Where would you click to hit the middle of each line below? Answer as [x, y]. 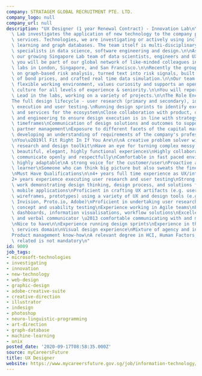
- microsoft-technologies [38, 258]
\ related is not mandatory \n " [51, 241]
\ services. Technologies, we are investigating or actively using [98, 40]
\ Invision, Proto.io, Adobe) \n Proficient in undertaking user [92, 202]
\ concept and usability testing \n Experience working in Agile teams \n [103, 207]
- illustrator [24, 302]
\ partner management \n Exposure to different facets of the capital [99, 129]
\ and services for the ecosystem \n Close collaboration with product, [102, 112]
